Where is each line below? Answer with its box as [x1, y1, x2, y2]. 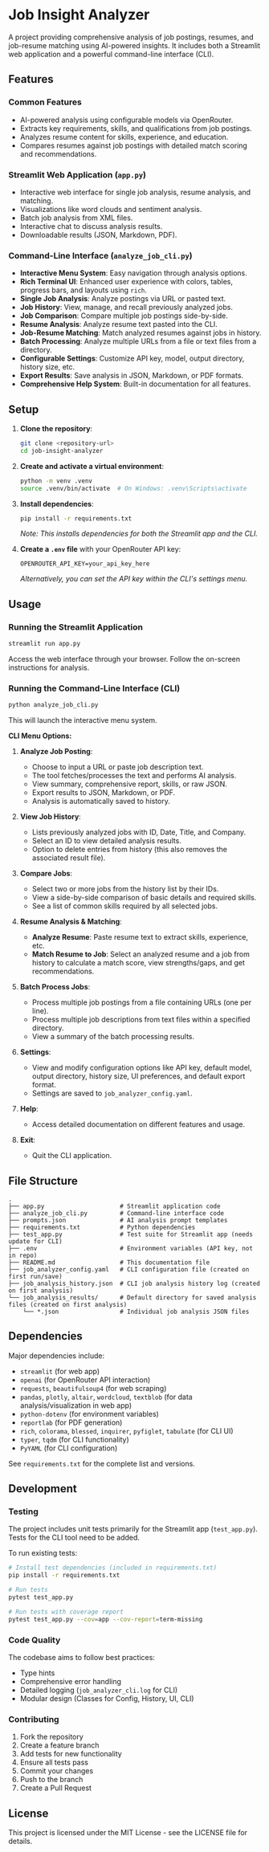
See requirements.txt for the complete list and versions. [8, 1458, 195, 1468]
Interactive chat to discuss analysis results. [19, 221, 163, 230]
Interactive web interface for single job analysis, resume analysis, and [19, 187, 251, 197]
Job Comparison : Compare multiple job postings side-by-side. [19, 311, 229, 320]
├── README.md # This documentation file [8, 1258, 210, 1267]
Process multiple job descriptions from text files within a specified [31, 1014, 251, 1025]
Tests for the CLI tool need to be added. [8, 1532, 141, 1543]
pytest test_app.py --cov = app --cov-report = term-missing [8, 1615, 203, 1623]
